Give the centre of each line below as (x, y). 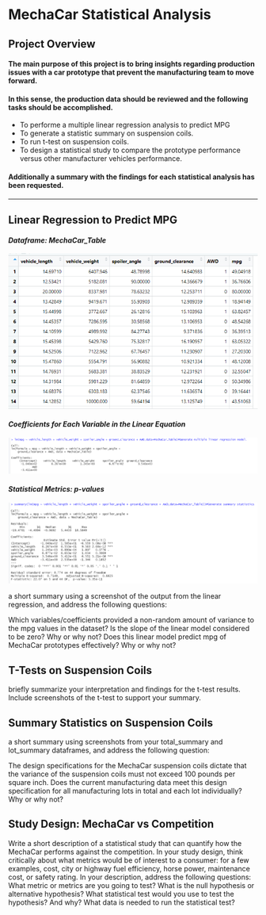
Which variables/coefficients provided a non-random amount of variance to (131, 620)
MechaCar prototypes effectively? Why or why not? (92, 645)
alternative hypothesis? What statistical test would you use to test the (122, 894)
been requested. (36, 185)
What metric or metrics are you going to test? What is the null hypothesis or (131, 885)
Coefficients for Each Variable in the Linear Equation (97, 424)
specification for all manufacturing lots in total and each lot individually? (125, 791)
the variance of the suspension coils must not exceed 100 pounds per (122, 774)
